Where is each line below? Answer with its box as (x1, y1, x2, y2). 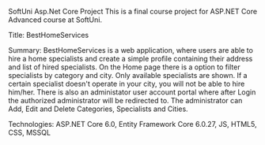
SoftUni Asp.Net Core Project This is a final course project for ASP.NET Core (8, 7, 258, 16)
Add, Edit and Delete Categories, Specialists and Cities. (8, 104, 188, 113)
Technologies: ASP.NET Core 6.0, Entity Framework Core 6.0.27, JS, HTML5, (8, 120, 257, 128)
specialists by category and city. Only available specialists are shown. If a (8, 71, 248, 80)
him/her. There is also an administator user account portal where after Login (8, 87, 256, 97)
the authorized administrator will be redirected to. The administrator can (8, 96, 243, 105)
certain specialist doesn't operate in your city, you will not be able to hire (8, 79, 245, 88)
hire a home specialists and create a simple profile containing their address (8, 54, 253, 63)
